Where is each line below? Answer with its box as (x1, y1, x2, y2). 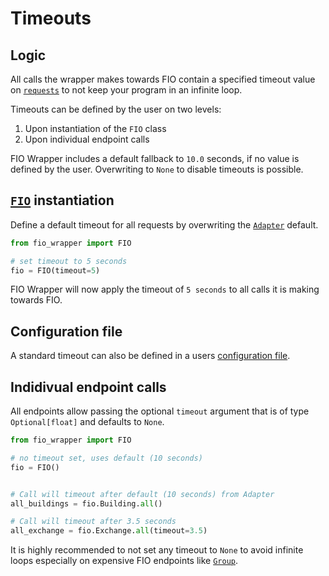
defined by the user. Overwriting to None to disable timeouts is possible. (10, 163, 304, 175)
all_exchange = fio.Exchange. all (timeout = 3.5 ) (10, 526, 208, 536)
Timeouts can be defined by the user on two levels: (10, 103, 222, 115)
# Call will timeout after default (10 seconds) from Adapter (10, 489, 275, 499)
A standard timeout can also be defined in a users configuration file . (10, 350, 291, 362)
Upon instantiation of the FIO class (24, 123, 167, 134)
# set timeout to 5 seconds (10, 256, 128, 266)
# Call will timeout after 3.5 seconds (10, 517, 177, 527)
